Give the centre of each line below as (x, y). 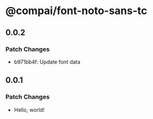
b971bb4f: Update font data (47, 62)
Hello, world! (29, 110)
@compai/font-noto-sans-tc (76, 11)
